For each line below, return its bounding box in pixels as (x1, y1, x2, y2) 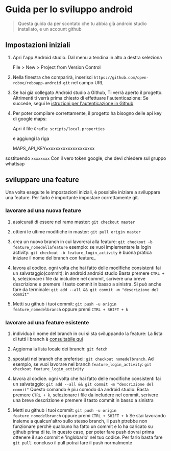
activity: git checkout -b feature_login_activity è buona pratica (12, 249, 152, 255)
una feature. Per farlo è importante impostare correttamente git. (5, 194, 139, 200)
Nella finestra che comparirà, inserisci (12, 74, 93, 80)
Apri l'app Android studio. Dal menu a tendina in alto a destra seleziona (12, 54, 162, 60)
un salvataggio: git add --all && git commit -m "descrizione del (12, 381, 154, 387)
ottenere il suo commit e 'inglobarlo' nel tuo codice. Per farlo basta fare (12, 434, 163, 440)
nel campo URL (71, 79, 104, 85)
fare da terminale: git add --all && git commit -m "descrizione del (12, 286, 159, 292)
